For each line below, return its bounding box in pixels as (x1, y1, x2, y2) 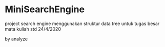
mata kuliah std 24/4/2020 (5, 26, 61, 32)
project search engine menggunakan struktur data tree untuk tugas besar (5, 20, 160, 27)
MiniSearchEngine (5, 4, 85, 15)
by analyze (5, 36, 28, 42)
